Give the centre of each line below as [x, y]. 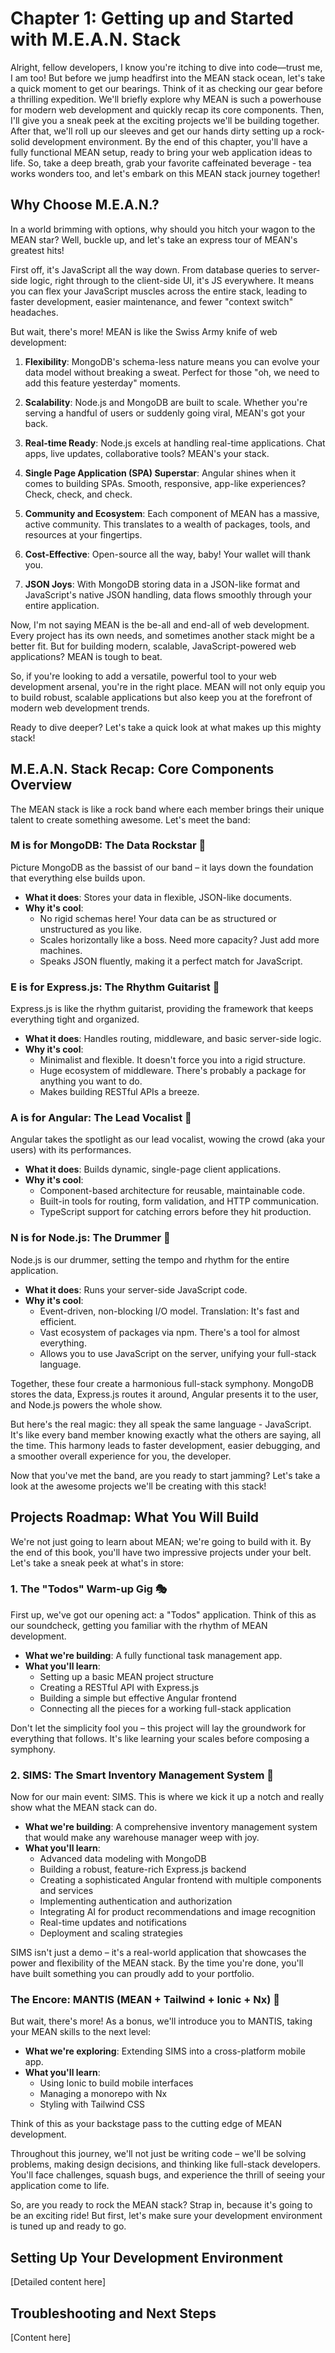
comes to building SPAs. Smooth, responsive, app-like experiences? [165, 483]
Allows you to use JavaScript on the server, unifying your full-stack [178, 1353]
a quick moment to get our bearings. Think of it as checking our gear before [166, 88]
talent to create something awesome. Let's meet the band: [130, 819]
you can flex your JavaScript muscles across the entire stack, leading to [159, 291]
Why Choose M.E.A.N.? [85, 205]
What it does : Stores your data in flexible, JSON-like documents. [158, 897]
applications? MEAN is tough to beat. [86, 656]
